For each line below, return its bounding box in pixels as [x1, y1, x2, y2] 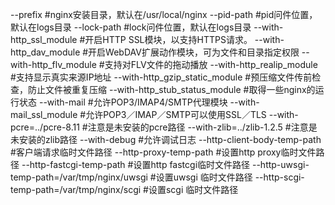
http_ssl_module [10, 34, 78, 45]
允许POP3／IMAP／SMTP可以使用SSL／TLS [85, 109, 267, 120]
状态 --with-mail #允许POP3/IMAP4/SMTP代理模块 [18, 96, 228, 108]
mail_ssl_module [10, 109, 78, 120]
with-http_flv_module [10, 59, 97, 70]
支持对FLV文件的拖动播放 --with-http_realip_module [104, 59, 318, 70]
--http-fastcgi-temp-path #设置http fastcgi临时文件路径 [21, 159, 251, 170]
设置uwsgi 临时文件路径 [155, 171, 253, 183]
